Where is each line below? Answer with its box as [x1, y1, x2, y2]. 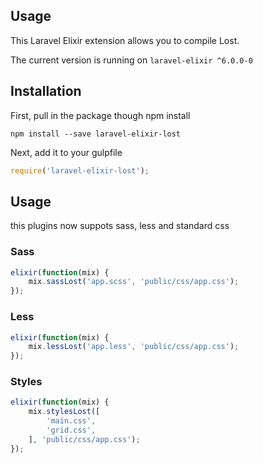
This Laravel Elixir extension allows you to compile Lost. [10, 34, 240, 46]
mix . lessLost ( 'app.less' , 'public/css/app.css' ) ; [28, 342, 240, 352]
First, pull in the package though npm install [10, 109, 191, 121]
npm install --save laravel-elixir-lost [10, 129, 182, 139]
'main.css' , [46, 416, 97, 426]
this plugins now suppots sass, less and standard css [10, 220, 230, 232]
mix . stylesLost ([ [28, 407, 101, 417]
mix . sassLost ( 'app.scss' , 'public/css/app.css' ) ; [28, 277, 240, 287]
